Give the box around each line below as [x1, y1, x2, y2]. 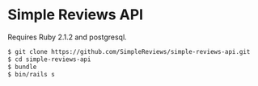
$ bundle [7, 63, 37, 71]
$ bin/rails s [7, 70, 56, 78]
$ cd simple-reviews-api [7, 55, 91, 63]
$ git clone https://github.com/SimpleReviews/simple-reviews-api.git [7, 47, 251, 55]
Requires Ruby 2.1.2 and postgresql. [7, 32, 127, 42]
